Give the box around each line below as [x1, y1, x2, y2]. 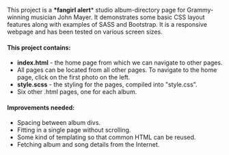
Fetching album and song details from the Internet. [16, 141, 160, 149]
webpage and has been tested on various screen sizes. [7, 27, 163, 36]
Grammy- [187, 6, 214, 14]
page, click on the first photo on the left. [16, 73, 131, 82]
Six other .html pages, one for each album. [16, 88, 137, 96]
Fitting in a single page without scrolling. [16, 126, 131, 134]
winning [7, 13, 29, 21]
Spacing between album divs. [16, 119, 101, 127]
